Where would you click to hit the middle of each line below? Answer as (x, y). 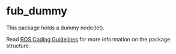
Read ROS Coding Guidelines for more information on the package (88, 39)
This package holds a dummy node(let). (56, 28)
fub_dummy (37, 11)
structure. (18, 46)
